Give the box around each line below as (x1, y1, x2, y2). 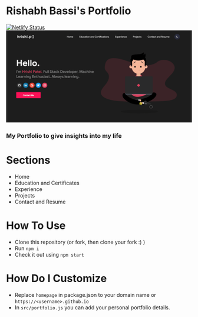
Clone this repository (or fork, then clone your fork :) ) (14, 238, 146, 245)
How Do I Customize (6, 271, 107, 285)
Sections (6, 154, 51, 167)
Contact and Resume (14, 198, 66, 205)
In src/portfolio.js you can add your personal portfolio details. (14, 303, 170, 311)
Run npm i (14, 244, 39, 252)
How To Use (6, 219, 66, 232)
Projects (14, 192, 35, 199)
